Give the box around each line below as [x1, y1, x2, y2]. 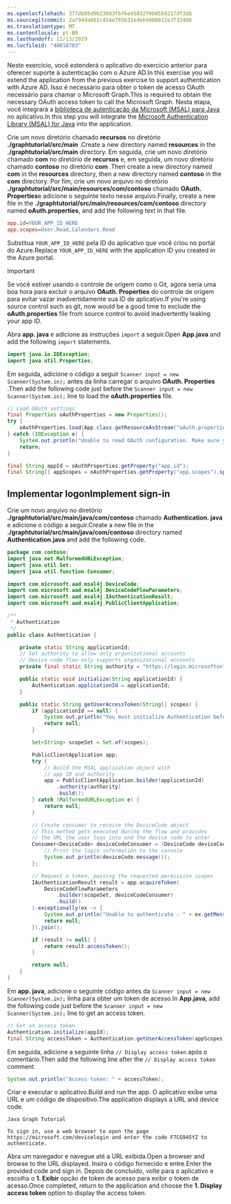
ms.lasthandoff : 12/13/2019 [7, 36, 88, 43]
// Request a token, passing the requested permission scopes [32, 872, 214, 880]
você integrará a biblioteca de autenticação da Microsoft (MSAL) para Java [7, 105, 220, 113]
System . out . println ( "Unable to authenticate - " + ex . [43, 911, 205, 918]
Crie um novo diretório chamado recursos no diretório [7, 133, 161, 141]
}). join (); [32, 924, 63, 931]
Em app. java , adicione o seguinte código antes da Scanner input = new [7, 987, 211, 995]
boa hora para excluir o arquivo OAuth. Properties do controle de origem [7, 287, 214, 295]
